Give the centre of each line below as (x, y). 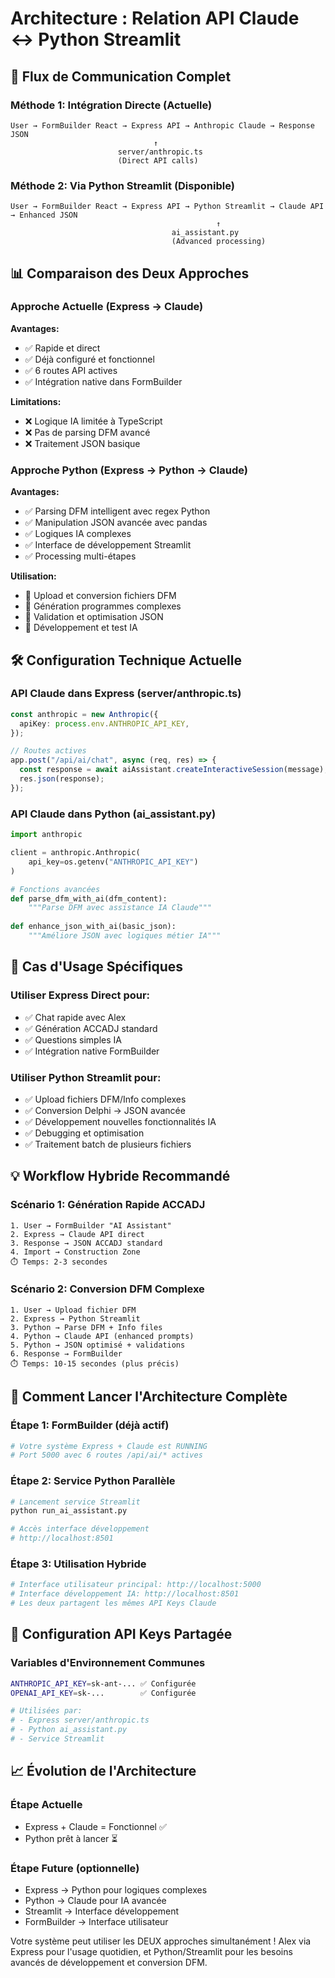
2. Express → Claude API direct (77, 1234)
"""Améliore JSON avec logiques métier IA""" (125, 936)
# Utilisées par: (46, 1711)
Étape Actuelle (46, 1805)
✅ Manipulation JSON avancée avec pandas (116, 523)
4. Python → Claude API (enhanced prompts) (102, 1336)
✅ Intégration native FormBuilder (92, 1051)
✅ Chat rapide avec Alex (75, 1017)
